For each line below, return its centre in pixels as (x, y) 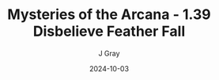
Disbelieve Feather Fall (109, 31)
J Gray (109, 53)
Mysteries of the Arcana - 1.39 (109, 15)
